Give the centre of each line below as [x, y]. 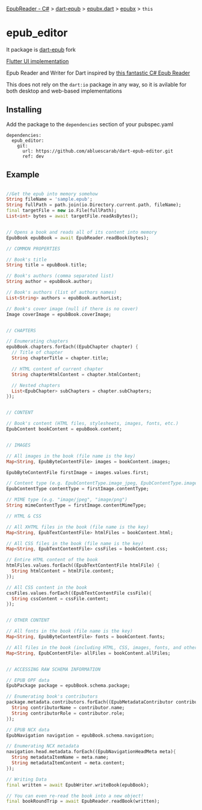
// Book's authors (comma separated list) [60, 276]
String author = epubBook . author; [50, 282]
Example [23, 175]
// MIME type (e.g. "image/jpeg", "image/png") [67, 500]
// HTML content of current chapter [57, 369]
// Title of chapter [37, 353]
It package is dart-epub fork [41, 49]
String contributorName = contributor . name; [68, 708]
